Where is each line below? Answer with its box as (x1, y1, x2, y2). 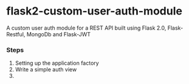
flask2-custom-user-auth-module (6, 4, 182, 18)
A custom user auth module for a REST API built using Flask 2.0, (6, 24, 167, 31)
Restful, (6, 30, 26, 37)
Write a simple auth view (15, 66, 77, 73)
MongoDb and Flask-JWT (26, 30, 91, 37)
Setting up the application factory (15, 59, 99, 67)
